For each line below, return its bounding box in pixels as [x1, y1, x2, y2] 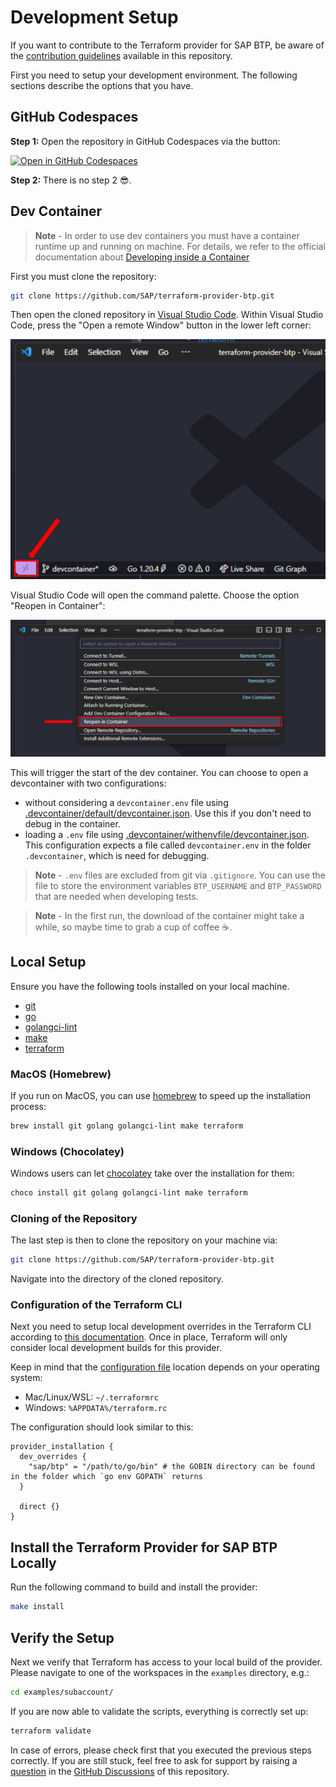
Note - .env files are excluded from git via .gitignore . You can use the [34, 869, 326, 881]
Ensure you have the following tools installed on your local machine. [10, 980, 290, 992]
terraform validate [10, 1726, 92, 1736]
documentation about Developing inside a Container [34, 251, 250, 263]
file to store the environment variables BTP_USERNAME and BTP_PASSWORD [34, 879, 322, 891]
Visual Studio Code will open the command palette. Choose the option [10, 589, 300, 601]
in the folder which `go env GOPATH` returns [10, 1472, 203, 1482]
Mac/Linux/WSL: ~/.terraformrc [24, 1391, 159, 1403]
